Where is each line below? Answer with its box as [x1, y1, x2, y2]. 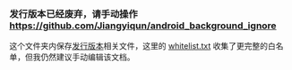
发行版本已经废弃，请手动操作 [9, 7, 139, 19]
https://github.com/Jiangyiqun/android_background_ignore [9, 19, 277, 32]
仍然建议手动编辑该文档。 [39, 51, 135, 63]
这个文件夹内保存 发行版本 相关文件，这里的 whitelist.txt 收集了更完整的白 [9, 41, 276, 51]
